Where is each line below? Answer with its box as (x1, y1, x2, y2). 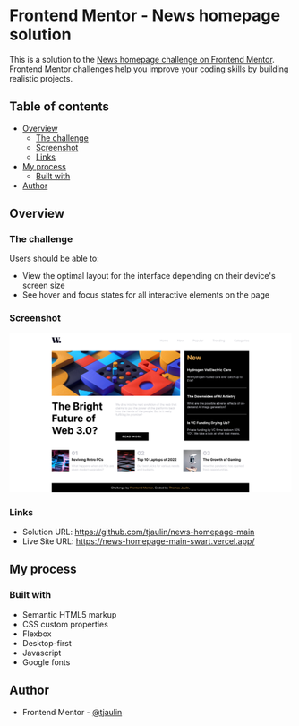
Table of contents (9, 99, 109, 115)
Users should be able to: (9, 253, 100, 264)
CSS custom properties (21, 618, 109, 629)
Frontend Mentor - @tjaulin (21, 706, 123, 717)
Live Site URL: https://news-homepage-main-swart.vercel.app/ (21, 536, 255, 547)
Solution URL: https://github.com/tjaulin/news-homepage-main (21, 526, 255, 538)
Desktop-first (21, 637, 72, 648)
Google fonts (21, 656, 71, 668)
